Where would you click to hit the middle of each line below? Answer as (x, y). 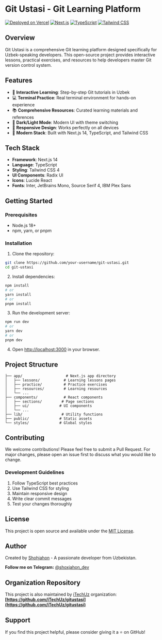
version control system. (28, 65)
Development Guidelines (35, 472)
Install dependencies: (33, 277)
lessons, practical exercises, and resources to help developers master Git (78, 60)
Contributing (25, 438)
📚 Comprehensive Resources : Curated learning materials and (75, 110)
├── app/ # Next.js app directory (61, 376)
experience (23, 105)
